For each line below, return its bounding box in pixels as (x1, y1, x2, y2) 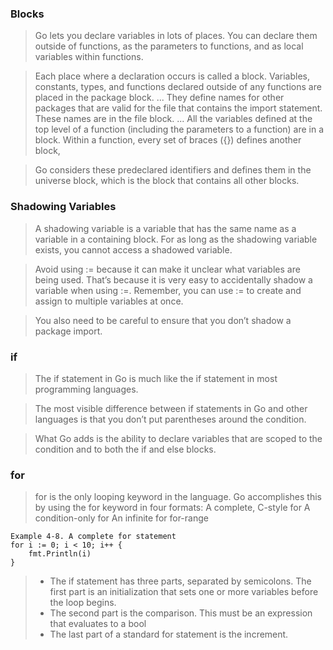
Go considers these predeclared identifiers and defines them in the (34, 164, 312, 176)
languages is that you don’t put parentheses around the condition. (34, 413, 307, 425)
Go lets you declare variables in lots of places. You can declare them (34, 30, 318, 42)
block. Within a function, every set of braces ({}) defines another (34, 134, 302, 146)
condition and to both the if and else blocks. (34, 443, 217, 455)
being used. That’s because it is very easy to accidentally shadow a (34, 273, 313, 286)
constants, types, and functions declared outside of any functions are (34, 81, 322, 93)
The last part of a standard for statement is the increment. (49, 628, 289, 641)
